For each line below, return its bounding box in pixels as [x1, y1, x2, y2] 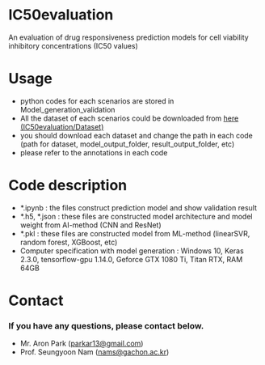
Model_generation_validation [19, 104, 116, 114]
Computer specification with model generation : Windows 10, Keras [19, 245, 244, 256]
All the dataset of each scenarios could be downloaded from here [19, 113, 239, 123]
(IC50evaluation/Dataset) [19, 121, 104, 131]
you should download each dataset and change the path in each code [19, 130, 253, 140]
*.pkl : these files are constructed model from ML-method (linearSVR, [19, 228, 250, 238]
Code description [8, 176, 128, 195]
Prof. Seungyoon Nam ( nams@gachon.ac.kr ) [19, 347, 170, 357]
